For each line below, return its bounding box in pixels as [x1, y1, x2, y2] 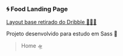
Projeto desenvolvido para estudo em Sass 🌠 [6, 30, 118, 37]
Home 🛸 [20, 42, 43, 49]
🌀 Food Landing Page [6, 5, 68, 13]
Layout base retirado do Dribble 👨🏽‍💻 [6, 19, 97, 26]
